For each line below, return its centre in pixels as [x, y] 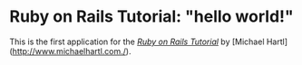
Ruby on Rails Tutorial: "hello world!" [151, 17]
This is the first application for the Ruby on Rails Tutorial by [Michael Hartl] [149, 42]
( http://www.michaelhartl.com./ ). [70, 51]
